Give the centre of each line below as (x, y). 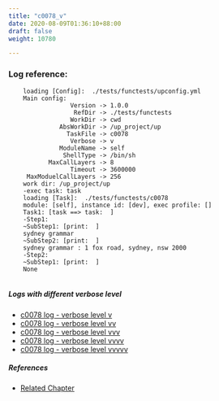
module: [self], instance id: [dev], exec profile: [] (118, 205)
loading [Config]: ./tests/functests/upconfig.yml (112, 91)
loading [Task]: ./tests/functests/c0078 (96, 198)
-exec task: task (52, 191)
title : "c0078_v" (38, 16)
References (28, 368)
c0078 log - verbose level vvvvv (74, 349)
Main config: (45, 98)
